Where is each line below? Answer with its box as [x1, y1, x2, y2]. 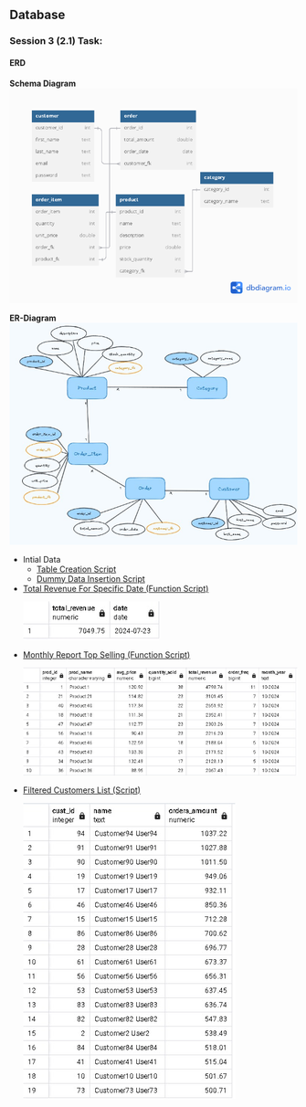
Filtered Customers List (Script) [22, 785, 142, 796]
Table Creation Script [36, 564, 117, 575]
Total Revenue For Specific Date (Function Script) [22, 583, 209, 594]
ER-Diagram [9, 312, 57, 323]
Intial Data [22, 553, 61, 564]
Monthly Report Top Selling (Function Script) [22, 648, 191, 660]
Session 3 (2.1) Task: [9, 35, 103, 47]
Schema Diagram [9, 78, 76, 89]
